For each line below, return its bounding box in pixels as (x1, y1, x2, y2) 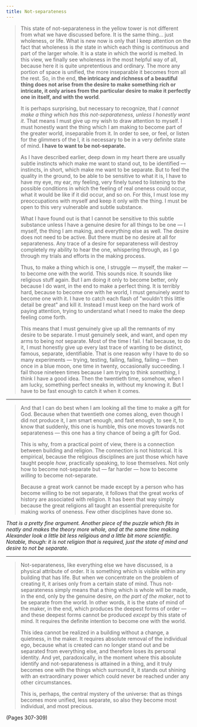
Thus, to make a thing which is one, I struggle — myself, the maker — (20, 264, 188, 271)
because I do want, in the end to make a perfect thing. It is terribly (20, 282, 180, 290)
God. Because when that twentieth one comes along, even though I (20, 410, 184, 418)
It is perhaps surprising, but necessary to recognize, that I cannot (20, 105, 179, 112)
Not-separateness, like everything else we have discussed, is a (20, 561, 173, 568)
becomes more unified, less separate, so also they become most (20, 696, 177, 704)
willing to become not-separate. (20, 472, 98, 479)
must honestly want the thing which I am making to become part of (20, 123, 183, 130)
